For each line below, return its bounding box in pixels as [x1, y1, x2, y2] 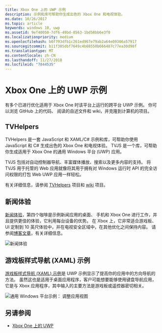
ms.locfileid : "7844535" [5, 62, 56, 67]
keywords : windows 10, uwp [5, 26, 60, 30]
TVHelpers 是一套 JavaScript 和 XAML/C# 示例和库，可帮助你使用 [5, 136, 138, 142]
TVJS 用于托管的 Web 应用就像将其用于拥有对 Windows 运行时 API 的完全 [5, 165, 153, 171]
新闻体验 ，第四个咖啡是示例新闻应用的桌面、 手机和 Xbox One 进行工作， [5, 212, 153, 217]
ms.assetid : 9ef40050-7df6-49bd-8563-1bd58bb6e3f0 [5, 30, 111, 35]
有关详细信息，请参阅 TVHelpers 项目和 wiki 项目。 [5, 182, 108, 187]
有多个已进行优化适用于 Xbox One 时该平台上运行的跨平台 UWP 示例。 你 [5, 102, 153, 108]
